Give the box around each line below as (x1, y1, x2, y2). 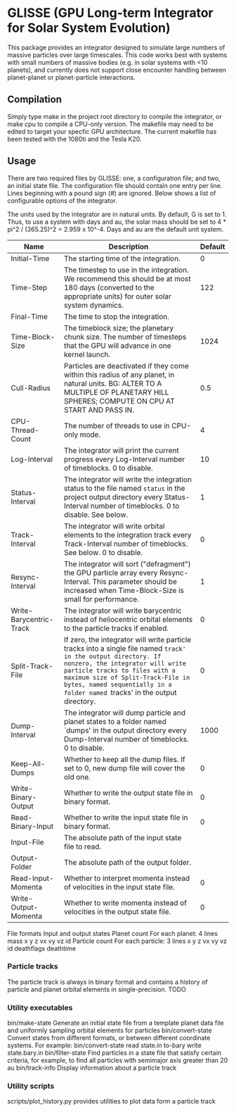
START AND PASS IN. (63, 405, 135, 415)
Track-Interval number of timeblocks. (63, 539, 188, 549)
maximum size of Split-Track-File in (63, 673, 190, 681)
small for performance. (63, 594, 139, 604)
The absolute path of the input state (63, 832, 182, 842)
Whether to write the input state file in (63, 812, 188, 822)
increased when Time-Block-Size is (63, 585, 184, 595)
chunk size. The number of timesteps (63, 332, 187, 342)
